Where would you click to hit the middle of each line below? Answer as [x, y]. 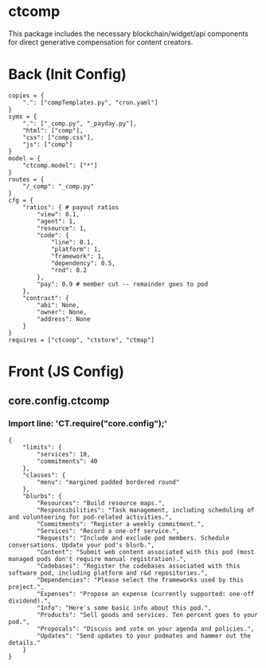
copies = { [26, 95]
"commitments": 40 [67, 461]
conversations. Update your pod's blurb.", [82, 545]
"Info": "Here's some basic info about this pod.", [125, 608]
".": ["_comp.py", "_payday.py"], [80, 123]
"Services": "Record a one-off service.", [108, 531]
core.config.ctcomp [59, 401]
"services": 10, [64, 454]
